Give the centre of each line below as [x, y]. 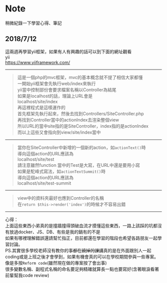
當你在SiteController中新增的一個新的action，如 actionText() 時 [82, 147]
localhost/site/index [38, 101]
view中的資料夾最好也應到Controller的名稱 [61, 198]
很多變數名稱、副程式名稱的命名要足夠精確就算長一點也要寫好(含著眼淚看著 [82, 269]
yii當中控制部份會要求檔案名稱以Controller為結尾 [67, 89]
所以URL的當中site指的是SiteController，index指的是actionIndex [83, 126]
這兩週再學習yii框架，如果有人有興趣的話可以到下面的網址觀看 [68, 51]
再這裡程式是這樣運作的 [41, 107]
